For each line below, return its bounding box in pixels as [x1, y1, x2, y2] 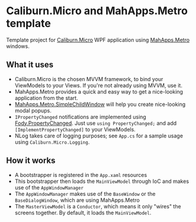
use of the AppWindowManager [14, 184, 84, 191]
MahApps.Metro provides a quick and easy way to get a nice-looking [14, 88, 184, 95]
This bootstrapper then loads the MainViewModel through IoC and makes [14, 178, 189, 185]
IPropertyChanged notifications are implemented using [14, 113, 146, 120]
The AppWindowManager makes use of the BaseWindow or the [14, 190, 156, 197]
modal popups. [14, 107, 52, 114]
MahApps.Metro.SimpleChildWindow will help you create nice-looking [14, 101, 186, 108]
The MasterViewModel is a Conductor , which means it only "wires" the [14, 202, 182, 210]
